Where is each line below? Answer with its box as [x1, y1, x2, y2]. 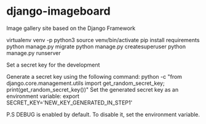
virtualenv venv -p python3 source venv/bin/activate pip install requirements [6, 36, 200, 43]
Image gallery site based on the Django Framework [6, 24, 136, 32]
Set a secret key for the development [6, 61, 100, 68]
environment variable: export [6, 92, 80, 100]
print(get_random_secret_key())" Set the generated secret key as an [6, 86, 179, 93]
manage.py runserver [6, 49, 61, 56]
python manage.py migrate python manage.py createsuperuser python [6, 43, 186, 50]
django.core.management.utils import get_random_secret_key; [6, 79, 165, 87]
